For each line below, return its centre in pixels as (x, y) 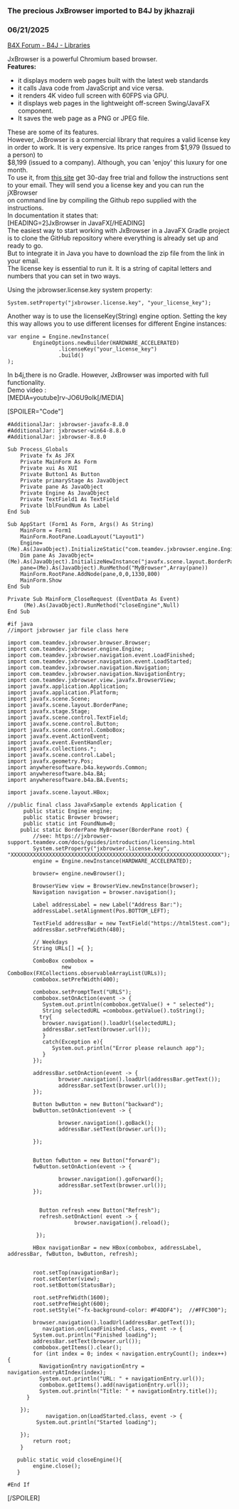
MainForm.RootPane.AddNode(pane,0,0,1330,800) (90, 575)
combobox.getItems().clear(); (78, 1348)
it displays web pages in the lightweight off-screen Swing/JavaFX (113, 103)
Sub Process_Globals (38, 450)
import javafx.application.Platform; (63, 693)
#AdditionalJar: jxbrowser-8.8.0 (57, 437)
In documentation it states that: (53, 215)
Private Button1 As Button (60, 475)
